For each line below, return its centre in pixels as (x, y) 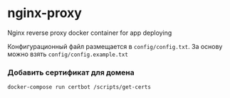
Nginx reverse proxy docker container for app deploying (90, 33)
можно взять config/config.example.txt (68, 54)
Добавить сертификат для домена (71, 72)
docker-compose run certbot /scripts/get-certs (79, 87)
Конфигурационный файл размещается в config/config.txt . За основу (115, 46)
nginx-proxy (45, 13)
